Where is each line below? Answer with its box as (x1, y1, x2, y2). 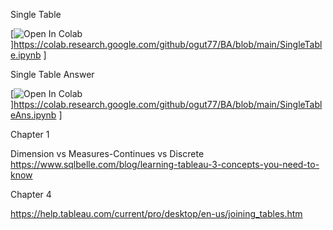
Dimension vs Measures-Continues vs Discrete (10, 148, 205, 159)
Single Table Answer (10, 69, 95, 80)
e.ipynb (10, 49, 42, 61)
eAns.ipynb (10, 109, 57, 121)
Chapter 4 (10, 189, 52, 200)
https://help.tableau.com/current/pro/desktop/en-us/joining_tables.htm (10, 208, 303, 219)
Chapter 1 (10, 129, 50, 140)
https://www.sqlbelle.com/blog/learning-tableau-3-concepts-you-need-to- (10, 159, 320, 170)
